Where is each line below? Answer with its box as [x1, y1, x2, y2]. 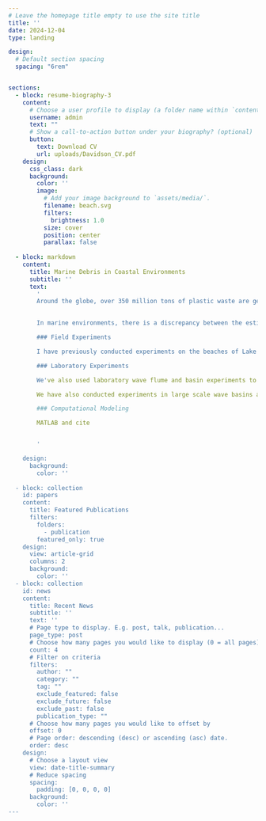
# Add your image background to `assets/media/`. [43, 195, 211, 203]
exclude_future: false [36, 697, 112, 705]
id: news [22, 587, 51, 595]
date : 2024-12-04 [8, 26, 66, 34]
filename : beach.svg [43, 202, 112, 210]
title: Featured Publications [28, 506, 129, 515]
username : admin [28, 113, 83, 121]
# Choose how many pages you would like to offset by [28, 720, 211, 728]
